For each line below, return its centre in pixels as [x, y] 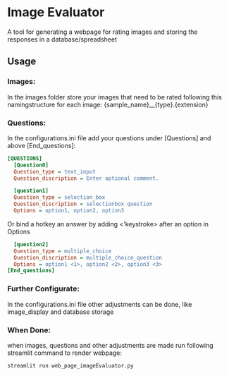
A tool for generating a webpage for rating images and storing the [103, 32]
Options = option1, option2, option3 [69, 211]
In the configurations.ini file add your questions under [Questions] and [109, 138]
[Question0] [31, 165]
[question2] [31, 244]
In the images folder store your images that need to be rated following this [114, 97]
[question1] [31, 191]
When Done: [29, 330]
